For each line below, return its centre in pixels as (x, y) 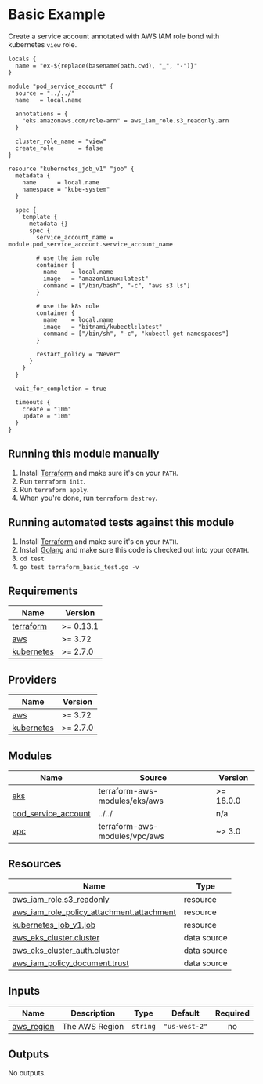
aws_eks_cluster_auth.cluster (66, 950)
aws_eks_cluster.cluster (56, 937)
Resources (35, 864)
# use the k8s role (68, 306)
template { (40, 217)
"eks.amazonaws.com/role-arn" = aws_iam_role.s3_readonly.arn (126, 120)
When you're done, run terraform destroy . (88, 498)
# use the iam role (68, 258)
